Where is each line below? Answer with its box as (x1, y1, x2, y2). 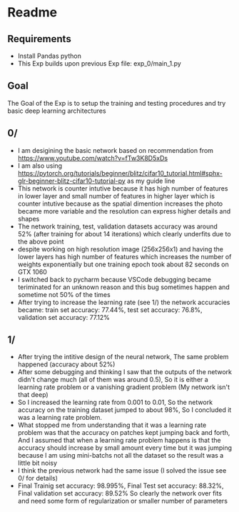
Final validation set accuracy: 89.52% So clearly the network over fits (17, 489, 223, 498)
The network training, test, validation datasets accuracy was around (17, 222, 218, 231)
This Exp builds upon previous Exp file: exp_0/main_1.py (17, 59, 182, 68)
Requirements (7, 33, 71, 45)
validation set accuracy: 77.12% (17, 313, 111, 321)
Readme (7, 4, 58, 21)
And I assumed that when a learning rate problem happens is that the (17, 436, 221, 445)
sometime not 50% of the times (17, 290, 111, 298)
